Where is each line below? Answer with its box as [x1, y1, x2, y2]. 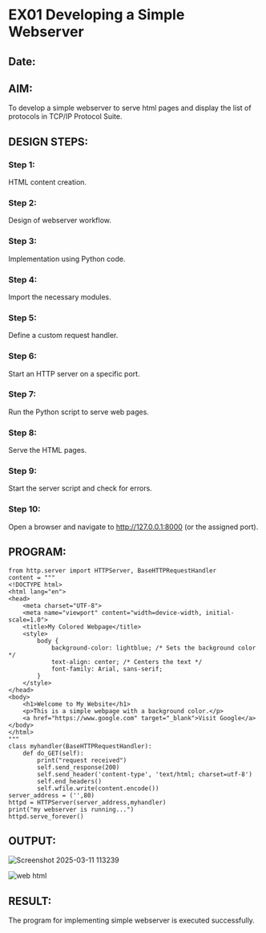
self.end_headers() [37, 777, 103, 785]
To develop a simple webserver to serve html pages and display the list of [8, 103, 252, 113]
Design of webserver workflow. [8, 215, 112, 226]
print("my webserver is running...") [8, 805, 135, 813]
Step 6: [8, 351, 38, 362]
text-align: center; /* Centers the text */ [50, 658, 203, 666]
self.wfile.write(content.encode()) [37, 784, 159, 792]
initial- [205, 609, 235, 617]
